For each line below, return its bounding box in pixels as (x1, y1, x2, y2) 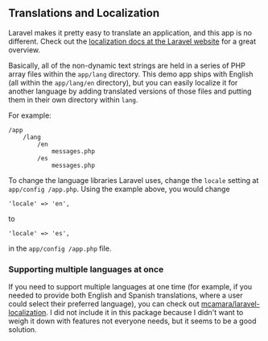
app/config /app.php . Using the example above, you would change (8, 184, 231, 193)
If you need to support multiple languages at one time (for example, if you (8, 282, 253, 292)
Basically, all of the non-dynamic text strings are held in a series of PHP (8, 60, 245, 70)
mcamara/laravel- (200, 299, 260, 309)
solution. (8, 325, 38, 335)
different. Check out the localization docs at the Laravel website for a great (8, 36, 256, 46)
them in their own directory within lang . (8, 94, 138, 104)
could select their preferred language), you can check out (8, 299, 200, 309)
